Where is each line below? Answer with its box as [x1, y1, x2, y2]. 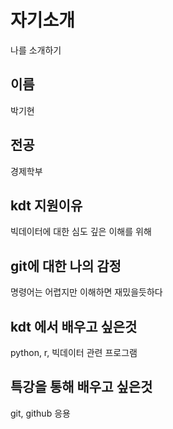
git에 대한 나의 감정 [10, 257, 122, 275]
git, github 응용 [10, 407, 71, 419]
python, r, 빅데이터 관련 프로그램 [10, 347, 138, 358]
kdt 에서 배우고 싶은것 [10, 318, 138, 335]
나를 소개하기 [10, 44, 62, 56]
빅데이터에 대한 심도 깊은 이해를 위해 [10, 226, 152, 238]
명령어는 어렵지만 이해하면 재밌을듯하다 [10, 286, 163, 298]
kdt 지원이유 [10, 197, 83, 214]
